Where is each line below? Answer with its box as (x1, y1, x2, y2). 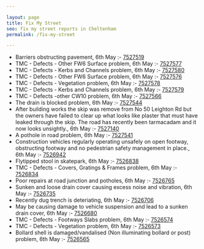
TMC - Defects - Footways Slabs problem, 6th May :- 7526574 (15, 216, 173, 223)
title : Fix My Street (6, 20, 62, 26)
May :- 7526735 (15, 190, 56, 198)
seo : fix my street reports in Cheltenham (6, 26, 116, 32)
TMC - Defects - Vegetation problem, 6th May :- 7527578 (15, 80, 161, 87)
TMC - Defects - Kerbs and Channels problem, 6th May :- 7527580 (15, 67, 185, 74)
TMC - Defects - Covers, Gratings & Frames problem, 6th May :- (15, 164, 178, 171)
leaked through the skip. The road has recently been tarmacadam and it (15, 119, 197, 126)
